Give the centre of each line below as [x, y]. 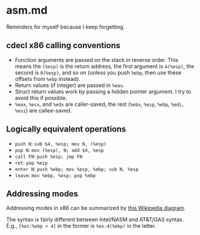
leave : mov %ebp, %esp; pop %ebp [55, 175]
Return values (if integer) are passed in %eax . [70, 85]
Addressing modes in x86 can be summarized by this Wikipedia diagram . [96, 208]
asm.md [27, 10]
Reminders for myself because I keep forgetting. [66, 27]
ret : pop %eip [31, 162]
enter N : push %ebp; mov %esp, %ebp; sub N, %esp [76, 169]
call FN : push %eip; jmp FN [48, 156]
